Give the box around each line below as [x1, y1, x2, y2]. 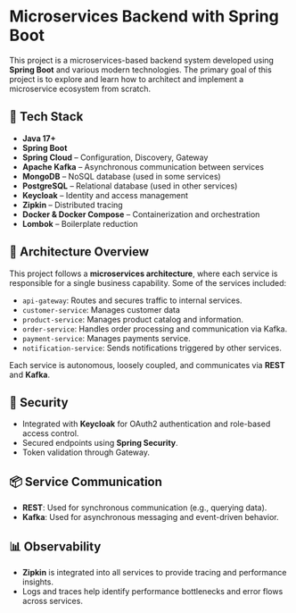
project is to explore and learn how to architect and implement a [9, 73, 244, 84]
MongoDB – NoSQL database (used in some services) [21, 171, 221, 181]
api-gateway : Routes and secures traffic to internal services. [21, 295, 243, 306]
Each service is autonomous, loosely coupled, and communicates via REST [9, 359, 285, 370]
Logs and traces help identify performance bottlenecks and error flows [21, 586, 284, 596]
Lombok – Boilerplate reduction [21, 218, 138, 229]
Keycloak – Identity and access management [21, 189, 189, 200]
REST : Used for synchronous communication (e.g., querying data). [21, 502, 267, 513]
